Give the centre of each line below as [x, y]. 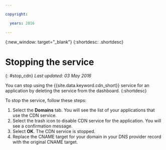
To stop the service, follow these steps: [46, 100]
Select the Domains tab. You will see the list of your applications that [84, 110]
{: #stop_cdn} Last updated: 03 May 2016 [48, 76]
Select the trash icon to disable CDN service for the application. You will [87, 121]
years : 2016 [22, 23]
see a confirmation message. [42, 126]
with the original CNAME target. [45, 142]
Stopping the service [50, 62]
